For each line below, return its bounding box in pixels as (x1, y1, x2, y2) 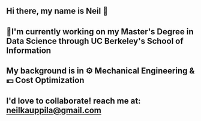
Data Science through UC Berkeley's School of (6, 36, 184, 46)
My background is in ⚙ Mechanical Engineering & (6, 66, 195, 76)
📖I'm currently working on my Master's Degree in (6, 26, 194, 37)
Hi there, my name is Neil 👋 (6, 6, 108, 16)
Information (6, 45, 52, 55)
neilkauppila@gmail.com (6, 105, 102, 115)
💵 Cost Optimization (6, 75, 85, 85)
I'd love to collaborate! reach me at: (6, 96, 141, 106)
